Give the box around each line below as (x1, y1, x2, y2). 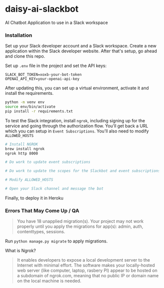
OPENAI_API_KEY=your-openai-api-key (5, 77, 80, 82)
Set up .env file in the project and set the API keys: (5, 63, 107, 69)
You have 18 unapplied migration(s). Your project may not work (17, 219, 144, 224)
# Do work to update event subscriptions (5, 160, 91, 165)
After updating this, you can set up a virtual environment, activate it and (5, 85, 149, 91)
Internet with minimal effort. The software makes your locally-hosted (17, 263, 155, 268)
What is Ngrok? (5, 248, 36, 254)
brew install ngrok (5, 146, 45, 151)
